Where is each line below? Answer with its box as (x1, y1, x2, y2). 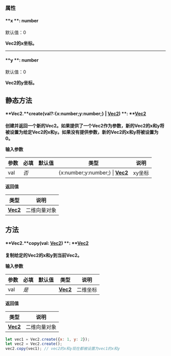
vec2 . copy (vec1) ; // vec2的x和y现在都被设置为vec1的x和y (5, 346, 120, 351)
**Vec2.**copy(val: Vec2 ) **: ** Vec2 (5, 240, 89, 246)
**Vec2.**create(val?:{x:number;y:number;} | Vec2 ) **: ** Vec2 (5, 111, 147, 117)
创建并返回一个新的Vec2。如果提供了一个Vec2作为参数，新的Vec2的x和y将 (5, 122, 164, 128)
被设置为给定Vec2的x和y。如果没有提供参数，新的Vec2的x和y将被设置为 (5, 129, 159, 135)
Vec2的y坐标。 (5, 80, 37, 86)
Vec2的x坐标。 (5, 40, 37, 46)
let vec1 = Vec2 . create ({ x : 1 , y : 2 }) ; (5, 337, 90, 342)
